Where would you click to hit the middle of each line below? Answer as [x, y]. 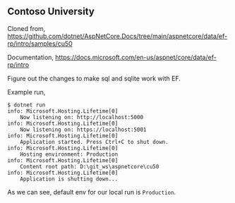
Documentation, [31, 57]
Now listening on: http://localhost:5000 [82, 117]
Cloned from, [26, 28]
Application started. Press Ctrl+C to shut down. [95, 142]
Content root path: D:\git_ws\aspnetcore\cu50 [90, 166]
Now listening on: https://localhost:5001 [83, 130]
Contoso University [51, 12]
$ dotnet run [26, 105]
